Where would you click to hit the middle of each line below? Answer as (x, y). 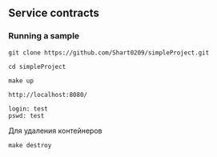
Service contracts (54, 13)
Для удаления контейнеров (55, 131)
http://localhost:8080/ (48, 95)
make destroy (30, 145)
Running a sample (44, 36)
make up (21, 81)
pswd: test (26, 115)
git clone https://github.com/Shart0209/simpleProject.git (109, 52)
